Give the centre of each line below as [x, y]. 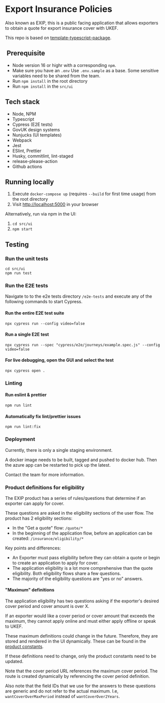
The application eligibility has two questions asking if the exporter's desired [82, 601]
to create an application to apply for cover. [55, 563]
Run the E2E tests [27, 285]
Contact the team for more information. [45, 475]
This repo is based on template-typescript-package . [58, 38]
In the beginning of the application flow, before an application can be [82, 533]
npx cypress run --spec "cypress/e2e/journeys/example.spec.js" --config [83, 345]
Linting [14, 383]
